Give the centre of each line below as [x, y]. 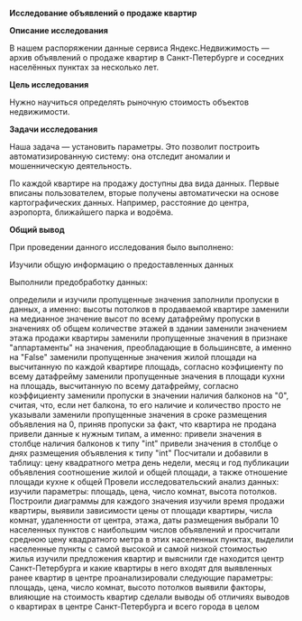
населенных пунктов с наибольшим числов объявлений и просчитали [145, 530]
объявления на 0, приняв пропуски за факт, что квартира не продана [143, 424]
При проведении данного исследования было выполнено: [122, 247]
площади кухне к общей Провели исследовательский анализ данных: [144, 482]
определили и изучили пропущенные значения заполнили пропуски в [144, 300]
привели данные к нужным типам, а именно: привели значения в [136, 434]
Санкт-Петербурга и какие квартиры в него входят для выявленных [141, 568]
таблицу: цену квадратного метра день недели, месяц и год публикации [150, 463]
